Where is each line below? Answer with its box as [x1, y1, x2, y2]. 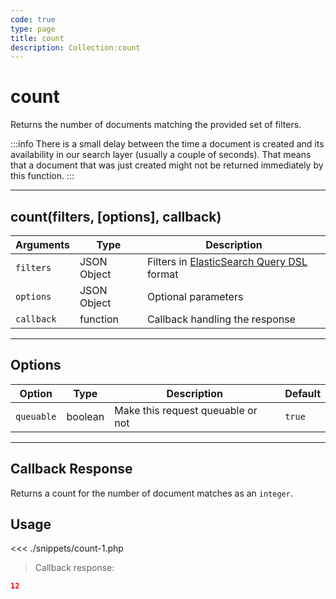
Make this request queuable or [114, 403, 258, 417]
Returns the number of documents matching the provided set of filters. [10, 119, 302, 131]
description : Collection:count [10, 42, 141, 53]
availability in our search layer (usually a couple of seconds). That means [10, 149, 312, 161]
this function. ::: [10, 170, 75, 182]
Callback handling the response [146, 312, 296, 326]
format [146, 267, 179, 281]
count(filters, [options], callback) [10, 208, 222, 225]
